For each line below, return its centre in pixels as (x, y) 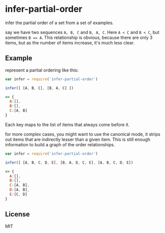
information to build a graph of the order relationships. (60, 144)
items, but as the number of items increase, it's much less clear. (70, 42)
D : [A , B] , (19, 190)
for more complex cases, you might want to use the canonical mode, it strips (83, 134)
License (17, 215)
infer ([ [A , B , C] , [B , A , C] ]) (39, 88)
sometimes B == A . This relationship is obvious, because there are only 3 (79, 37)
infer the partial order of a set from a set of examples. (60, 23)
